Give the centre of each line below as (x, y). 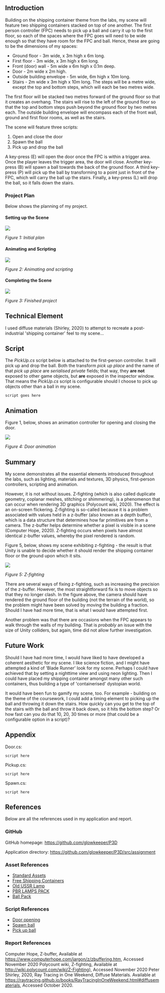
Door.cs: (14, 747)
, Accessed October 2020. (47, 985)
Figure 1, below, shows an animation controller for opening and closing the (81, 422)
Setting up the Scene (27, 217)
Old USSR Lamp (29, 886)
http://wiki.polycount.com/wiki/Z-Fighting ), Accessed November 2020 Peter (82, 969)
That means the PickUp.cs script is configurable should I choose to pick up (81, 382)
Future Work (25, 646)
